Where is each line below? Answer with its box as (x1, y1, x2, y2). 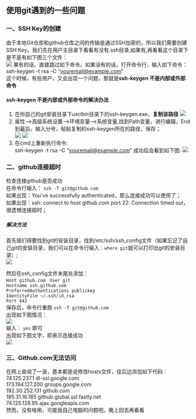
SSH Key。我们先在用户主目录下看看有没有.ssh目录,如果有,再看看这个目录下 (6, 46, 189, 53)
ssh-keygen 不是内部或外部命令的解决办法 (6, 96, 109, 104)
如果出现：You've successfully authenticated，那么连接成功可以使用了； (6, 192, 181, 199)
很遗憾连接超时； (6, 207, 47, 214)
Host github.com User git (6, 278, 71, 284)
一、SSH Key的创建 (6, 25, 61, 33)
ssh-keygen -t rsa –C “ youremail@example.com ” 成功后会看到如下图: (14, 147, 181, 154)
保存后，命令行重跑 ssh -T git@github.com (6, 304, 109, 311)
